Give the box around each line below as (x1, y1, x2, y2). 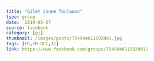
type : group (6, 14, 35, 20)
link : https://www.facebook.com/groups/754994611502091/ (6, 46, 149, 52)
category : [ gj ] (6, 30, 43, 36)
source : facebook (6, 24, 49, 31)
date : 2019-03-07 (6, 19, 51, 25)
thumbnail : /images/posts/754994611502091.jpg (6, 35, 122, 41)
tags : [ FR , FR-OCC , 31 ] (6, 41, 59, 47)
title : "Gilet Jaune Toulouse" (6, 8, 83, 15)
